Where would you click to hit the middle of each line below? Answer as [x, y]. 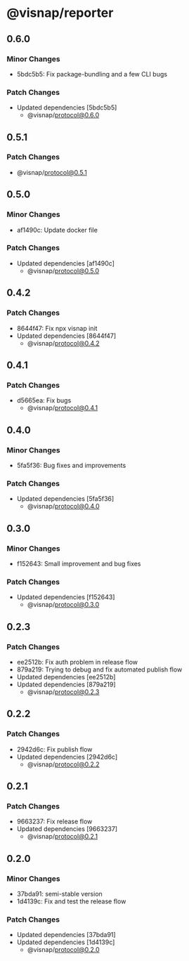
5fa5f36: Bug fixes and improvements [71, 465]
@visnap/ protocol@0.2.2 [63, 764]
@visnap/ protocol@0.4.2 [63, 343]
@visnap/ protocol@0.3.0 [63, 605]
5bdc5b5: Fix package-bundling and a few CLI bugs [92, 74]
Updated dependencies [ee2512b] [66, 676]
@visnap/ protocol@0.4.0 [63, 506]
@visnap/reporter [60, 13]
